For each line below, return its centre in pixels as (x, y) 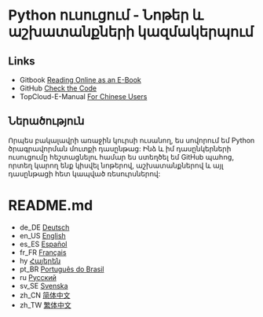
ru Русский (38, 277)
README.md (51, 205)
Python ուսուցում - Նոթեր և (106, 15)
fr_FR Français (43, 252)
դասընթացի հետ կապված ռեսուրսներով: (84, 173)
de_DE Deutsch (44, 227)
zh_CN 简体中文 (45, 295)
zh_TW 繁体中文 (46, 304)
